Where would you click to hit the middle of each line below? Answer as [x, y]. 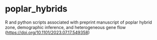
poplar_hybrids [36, 9]
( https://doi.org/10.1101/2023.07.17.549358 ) [47, 32]
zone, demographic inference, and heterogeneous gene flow [65, 27]
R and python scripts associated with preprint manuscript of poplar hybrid [78, 22]
